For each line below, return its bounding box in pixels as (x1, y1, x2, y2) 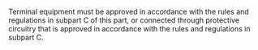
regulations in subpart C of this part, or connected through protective (8, 15, 240, 25)
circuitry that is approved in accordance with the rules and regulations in (8, 24, 251, 33)
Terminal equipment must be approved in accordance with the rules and (8, 7, 249, 16)
